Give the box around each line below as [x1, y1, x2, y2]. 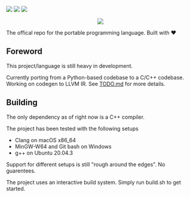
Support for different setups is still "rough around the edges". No [6, 161, 166, 168]
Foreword [6, 47, 43, 57]
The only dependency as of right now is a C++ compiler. [6, 113, 145, 121]
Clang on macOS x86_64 [14, 136, 76, 143]
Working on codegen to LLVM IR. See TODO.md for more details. [6, 80, 166, 87]
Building [6, 97, 38, 107]
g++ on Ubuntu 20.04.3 [14, 149, 73, 156]
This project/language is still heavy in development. [6, 62, 133, 69]
